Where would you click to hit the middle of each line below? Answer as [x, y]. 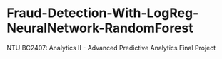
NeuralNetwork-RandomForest [100, 28]
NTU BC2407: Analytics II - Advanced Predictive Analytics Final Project [111, 48]
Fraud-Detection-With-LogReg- [103, 13]
